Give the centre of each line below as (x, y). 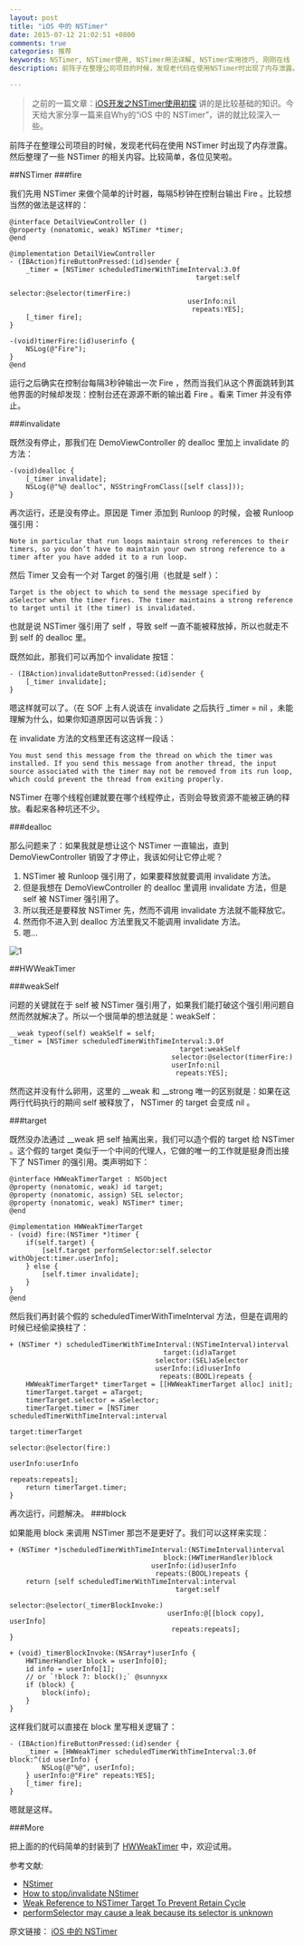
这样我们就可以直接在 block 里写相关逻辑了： (93, 1726)
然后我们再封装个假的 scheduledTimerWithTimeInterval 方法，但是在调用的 (148, 1315)
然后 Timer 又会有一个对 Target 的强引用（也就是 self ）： (115, 575)
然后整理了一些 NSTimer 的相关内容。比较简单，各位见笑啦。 (123, 156)
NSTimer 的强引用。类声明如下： (88, 1161)
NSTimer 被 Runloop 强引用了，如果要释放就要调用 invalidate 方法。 (149, 875)
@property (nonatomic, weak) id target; (87, 1187)
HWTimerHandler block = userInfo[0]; (97, 1661)
